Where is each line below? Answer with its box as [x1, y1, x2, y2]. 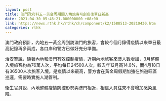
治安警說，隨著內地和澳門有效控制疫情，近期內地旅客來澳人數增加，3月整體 [5, 56, 160, 62]
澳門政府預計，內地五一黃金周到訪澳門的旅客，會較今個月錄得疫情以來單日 [5, 40, 157, 46]
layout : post [5, 7, 32, 12]
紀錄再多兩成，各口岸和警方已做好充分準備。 [9, 46, 100, 51]
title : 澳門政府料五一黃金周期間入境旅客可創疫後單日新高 [5, 12, 109, 17]
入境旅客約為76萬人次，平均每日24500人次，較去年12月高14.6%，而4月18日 [5, 62, 161, 68]
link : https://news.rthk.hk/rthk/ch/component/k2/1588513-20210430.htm [5, 21, 156, 26]
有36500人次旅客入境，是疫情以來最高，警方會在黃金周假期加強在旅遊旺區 [5, 68, 157, 74]
